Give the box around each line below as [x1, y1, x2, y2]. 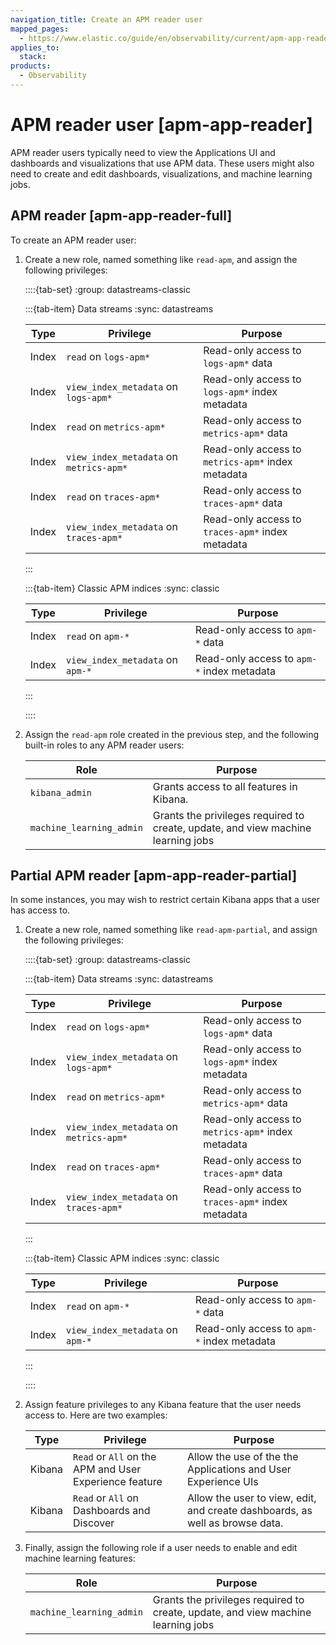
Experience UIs [186, 1475, 259, 1489]
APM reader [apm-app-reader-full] [10, 207, 233, 225]
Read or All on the [73, 1450, 157, 1464]
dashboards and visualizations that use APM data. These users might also [10, 157, 315, 169]
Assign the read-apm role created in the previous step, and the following [24, 728, 320, 740]
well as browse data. [186, 1516, 284, 1530]
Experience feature [73, 1475, 163, 1489]
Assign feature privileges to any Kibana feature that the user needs [24, 1399, 302, 1411]
